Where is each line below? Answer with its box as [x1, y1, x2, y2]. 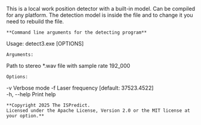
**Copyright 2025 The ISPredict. [6, 102, 91, 108]
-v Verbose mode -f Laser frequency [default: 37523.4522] [6, 84, 154, 91]
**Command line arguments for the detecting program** [6, 29, 147, 35]
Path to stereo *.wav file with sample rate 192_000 [6, 62, 131, 69]
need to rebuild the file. [6, 18, 65, 25]
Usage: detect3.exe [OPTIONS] [6, 40, 84, 47]
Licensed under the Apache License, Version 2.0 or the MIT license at [6, 108, 190, 114]
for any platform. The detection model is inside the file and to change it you [6, 11, 193, 19]
